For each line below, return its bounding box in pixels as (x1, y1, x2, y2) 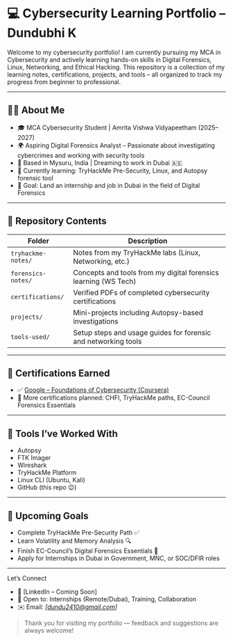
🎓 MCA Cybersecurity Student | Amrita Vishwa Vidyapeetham (17, 123, 197, 132)
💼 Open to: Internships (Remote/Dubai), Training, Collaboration (17, 595, 196, 603)
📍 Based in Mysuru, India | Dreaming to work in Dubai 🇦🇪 (17, 158, 182, 167)
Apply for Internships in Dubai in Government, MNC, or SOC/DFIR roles (17, 554, 220, 562)
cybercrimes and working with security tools (17, 151, 145, 159)
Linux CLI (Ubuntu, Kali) (17, 476, 85, 484)
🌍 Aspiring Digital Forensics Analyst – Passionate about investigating (17, 141, 215, 150)
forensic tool (17, 173, 53, 182)
